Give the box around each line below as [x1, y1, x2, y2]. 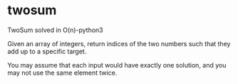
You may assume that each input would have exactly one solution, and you [7, 61, 227, 69]
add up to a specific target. [7, 47, 87, 56]
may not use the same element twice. [7, 68, 118, 77]
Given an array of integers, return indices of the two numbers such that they [7, 39, 231, 48]
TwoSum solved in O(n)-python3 [7, 26, 103, 34]
